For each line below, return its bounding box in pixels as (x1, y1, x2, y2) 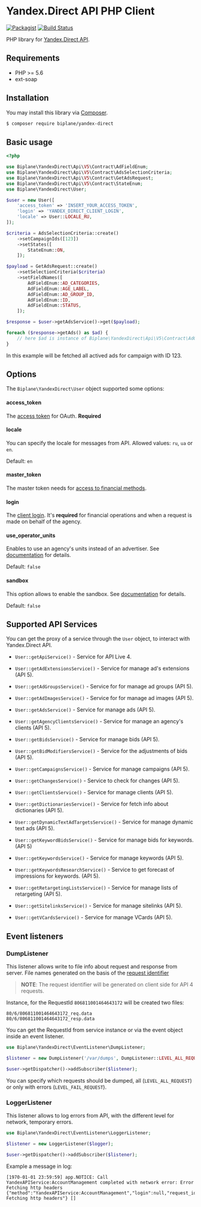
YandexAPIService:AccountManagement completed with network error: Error (6, 1179, 194, 1185)
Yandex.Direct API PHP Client (6, 4, 155, 18)
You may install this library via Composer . (6, 109, 108, 116)
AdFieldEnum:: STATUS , (28, 302, 82, 309)
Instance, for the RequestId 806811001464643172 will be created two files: (6, 999, 184, 1006)
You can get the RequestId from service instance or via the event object (6, 1026, 183, 1034)
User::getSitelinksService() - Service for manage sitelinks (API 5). (14, 902, 183, 910)
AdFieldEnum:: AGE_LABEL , (28, 285, 90, 292)
